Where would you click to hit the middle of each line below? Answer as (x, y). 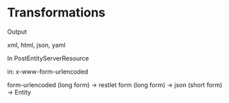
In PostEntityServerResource (48, 58)
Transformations (56, 13)
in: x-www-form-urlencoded (48, 71)
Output (17, 32)
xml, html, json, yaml (36, 45)
